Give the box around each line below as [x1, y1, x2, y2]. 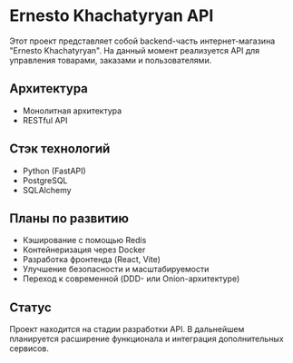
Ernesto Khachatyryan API [9, 5, 214, 26]
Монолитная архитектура [22, 105, 122, 116]
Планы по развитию [9, 211, 130, 226]
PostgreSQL [22, 174, 68, 186]
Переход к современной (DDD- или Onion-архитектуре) [22, 273, 240, 284]
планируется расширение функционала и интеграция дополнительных [9, 333, 284, 345]
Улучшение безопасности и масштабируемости [22, 264, 210, 275]
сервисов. [9, 343, 50, 354]
